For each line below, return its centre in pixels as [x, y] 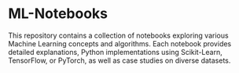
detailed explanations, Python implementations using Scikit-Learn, [115, 52]
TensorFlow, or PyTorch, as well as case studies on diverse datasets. [119, 60]
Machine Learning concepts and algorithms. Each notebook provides [120, 43]
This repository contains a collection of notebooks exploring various [119, 35]
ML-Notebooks [58, 14]
